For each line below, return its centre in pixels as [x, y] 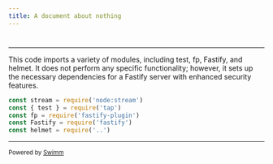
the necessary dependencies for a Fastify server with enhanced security [130, 76]
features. [24, 85]
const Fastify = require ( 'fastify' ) [70, 123]
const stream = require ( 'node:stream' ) [76, 100]
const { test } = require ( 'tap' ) [65, 108]
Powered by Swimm [36, 153]
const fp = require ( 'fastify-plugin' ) [74, 115]
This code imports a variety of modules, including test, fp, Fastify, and [126, 59]
